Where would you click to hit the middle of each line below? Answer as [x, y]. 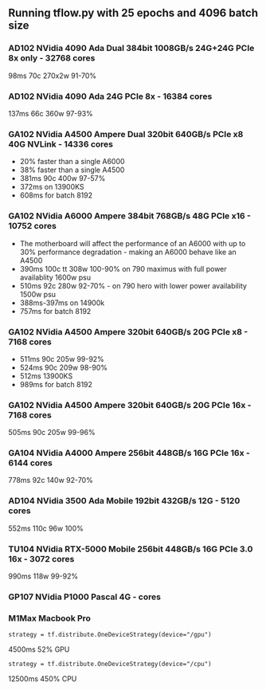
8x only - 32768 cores [52, 58]
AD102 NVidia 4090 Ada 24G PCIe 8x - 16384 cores [110, 96]
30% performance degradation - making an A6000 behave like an [128, 252]
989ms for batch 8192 [56, 384]
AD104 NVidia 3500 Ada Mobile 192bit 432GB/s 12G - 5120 [124, 501]
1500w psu [38, 294]
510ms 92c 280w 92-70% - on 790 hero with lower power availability [133, 285]
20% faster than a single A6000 [72, 162]
